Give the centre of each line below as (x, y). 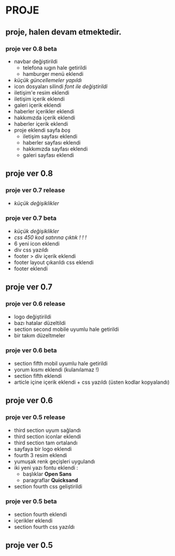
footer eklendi (31, 269)
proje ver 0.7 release (35, 190)
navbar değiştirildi (36, 61)
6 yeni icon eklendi (37, 243)
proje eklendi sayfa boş (42, 130)
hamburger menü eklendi (53, 73)
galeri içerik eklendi (38, 105)
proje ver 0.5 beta (31, 501)
